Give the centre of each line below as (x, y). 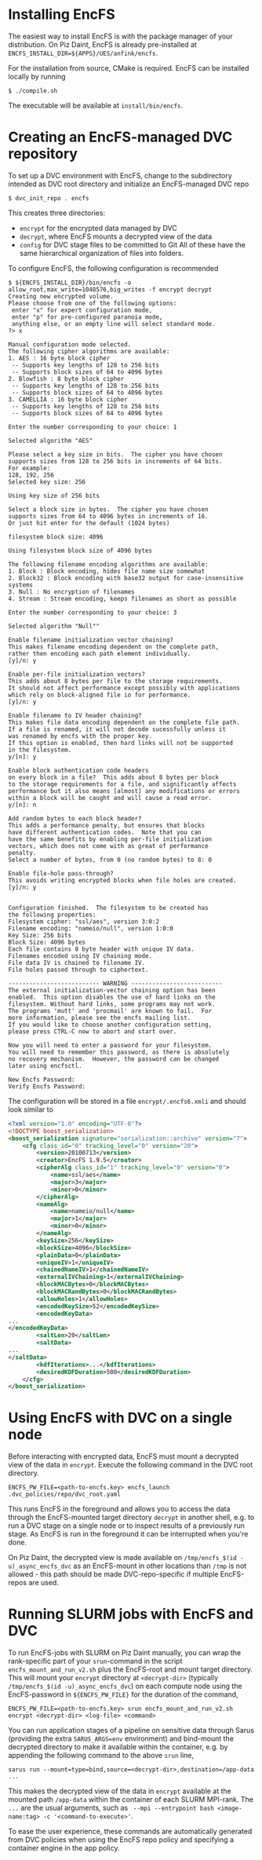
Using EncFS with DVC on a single (120, 1418)
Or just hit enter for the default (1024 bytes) (89, 523)
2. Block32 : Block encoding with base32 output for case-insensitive (126, 578)
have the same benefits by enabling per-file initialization (110, 839)
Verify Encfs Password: (47, 1086)
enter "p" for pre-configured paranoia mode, (87, 317)
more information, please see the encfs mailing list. (100, 1018)
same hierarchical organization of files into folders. (102, 253)
